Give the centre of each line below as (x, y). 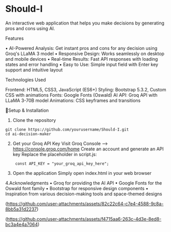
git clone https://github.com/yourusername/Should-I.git (67, 130)
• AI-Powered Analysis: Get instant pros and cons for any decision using (81, 48)
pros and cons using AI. (30, 28)
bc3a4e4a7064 (22, 224)
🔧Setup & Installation (27, 110)
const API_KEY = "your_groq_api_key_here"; (62, 164)
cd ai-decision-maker (28, 134)
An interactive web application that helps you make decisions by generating (85, 23)
